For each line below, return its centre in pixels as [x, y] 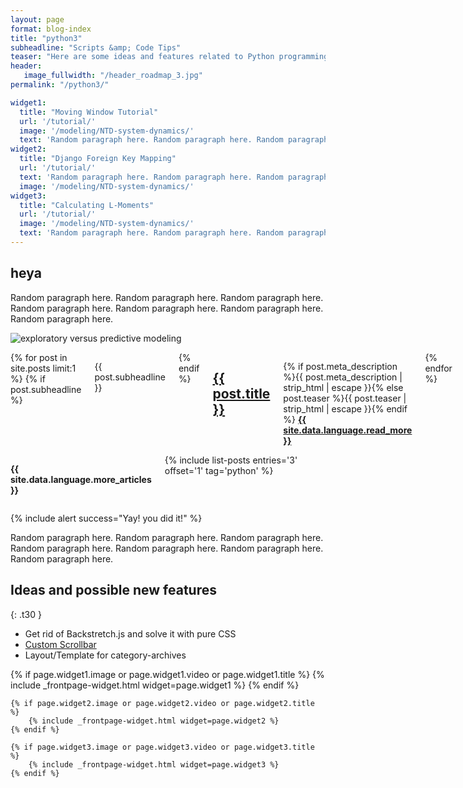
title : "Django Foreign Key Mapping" [98, 159]
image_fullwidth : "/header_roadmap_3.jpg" [113, 76]
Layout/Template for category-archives [105, 655]
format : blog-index [51, 29]
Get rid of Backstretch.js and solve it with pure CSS [130, 633]
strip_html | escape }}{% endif [345, 408]
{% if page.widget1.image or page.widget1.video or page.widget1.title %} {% [167, 674]
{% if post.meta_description [340, 366]
